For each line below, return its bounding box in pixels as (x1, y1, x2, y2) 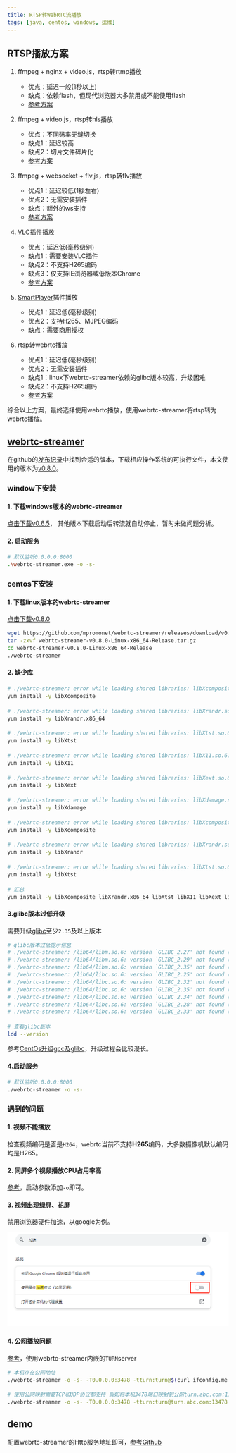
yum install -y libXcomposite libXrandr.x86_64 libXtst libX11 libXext (7, 893, 221, 900)
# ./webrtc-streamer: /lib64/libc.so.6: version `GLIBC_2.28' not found (7, 1001, 225, 1008)
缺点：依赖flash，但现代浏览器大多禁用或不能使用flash (27, 92, 186, 100)
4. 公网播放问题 (7, 1337, 52, 1346)
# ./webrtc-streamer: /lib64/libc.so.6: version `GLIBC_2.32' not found (7, 979, 225, 986)
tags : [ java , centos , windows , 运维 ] (7, 18, 116, 26)
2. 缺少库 (7, 668, 34, 677)
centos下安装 (7, 579, 53, 589)
